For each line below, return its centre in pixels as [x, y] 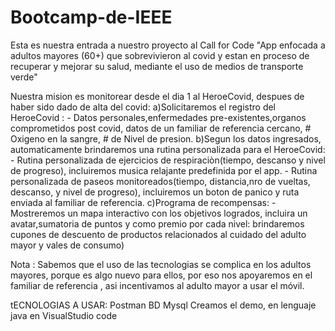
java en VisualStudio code [64, 315]
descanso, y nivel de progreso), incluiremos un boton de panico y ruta [155, 192]
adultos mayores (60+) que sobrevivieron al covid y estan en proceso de [160, 55]
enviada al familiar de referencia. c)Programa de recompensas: [140, 202]
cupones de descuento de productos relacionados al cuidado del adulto [158, 234]
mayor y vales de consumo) [67, 245]
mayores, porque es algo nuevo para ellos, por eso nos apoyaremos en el [161, 275]
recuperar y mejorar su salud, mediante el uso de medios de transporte [157, 66]
